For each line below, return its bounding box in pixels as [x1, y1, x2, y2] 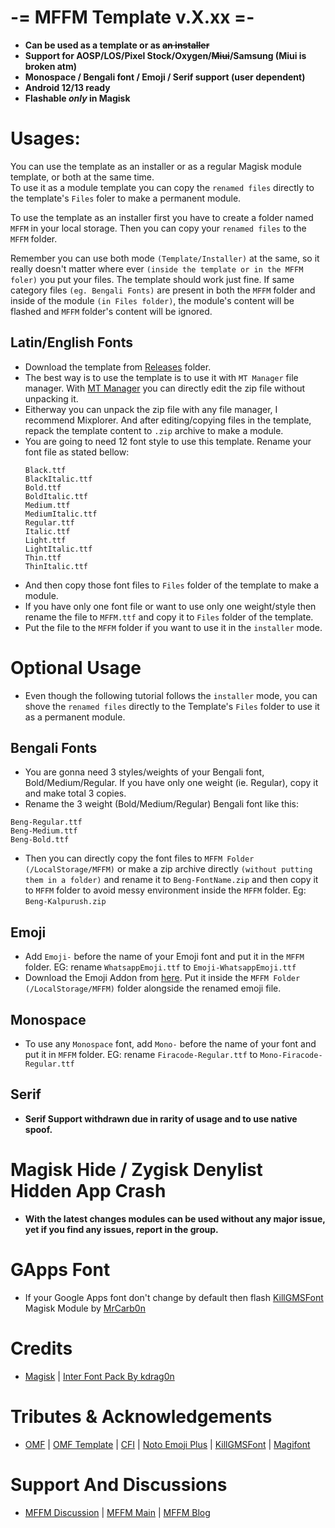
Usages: [10, 127, 81, 150]
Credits [10, 1337, 73, 1360]
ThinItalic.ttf [24, 561, 89, 571]
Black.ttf [24, 465, 67, 475]
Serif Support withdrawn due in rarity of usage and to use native [24, 1112, 298, 1125]
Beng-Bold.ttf [10, 835, 70, 845]
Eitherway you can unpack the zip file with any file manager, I [24, 403, 278, 415]
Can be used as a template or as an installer [24, 39, 210, 51]
